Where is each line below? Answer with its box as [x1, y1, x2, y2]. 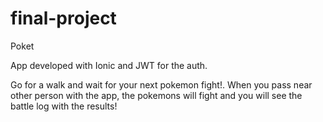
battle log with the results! [10, 100, 118, 112]
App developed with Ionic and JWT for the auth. [10, 59, 208, 71]
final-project [10, 7, 117, 30]
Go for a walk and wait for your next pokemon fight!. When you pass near [10, 78, 313, 91]
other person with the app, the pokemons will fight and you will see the [10, 89, 303, 101]
